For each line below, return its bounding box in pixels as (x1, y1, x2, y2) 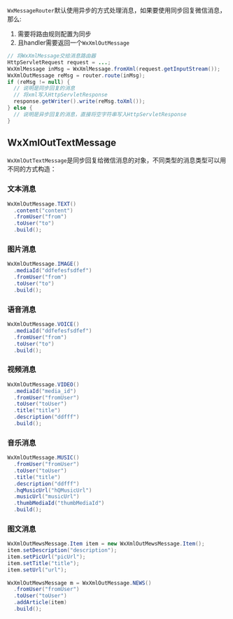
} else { (7, 104, 33, 111)
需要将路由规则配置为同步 (17, 30, 92, 38)
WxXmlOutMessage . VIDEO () (7, 380, 80, 388)
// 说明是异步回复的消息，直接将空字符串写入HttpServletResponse (13, 111, 187, 118)
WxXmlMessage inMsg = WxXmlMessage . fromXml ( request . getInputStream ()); (7, 65, 220, 72)
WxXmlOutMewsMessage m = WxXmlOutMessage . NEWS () (7, 579, 152, 586)
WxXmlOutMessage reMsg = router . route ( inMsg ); (7, 72, 146, 79)
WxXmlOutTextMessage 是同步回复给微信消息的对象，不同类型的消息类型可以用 (7, 156, 227, 164)
